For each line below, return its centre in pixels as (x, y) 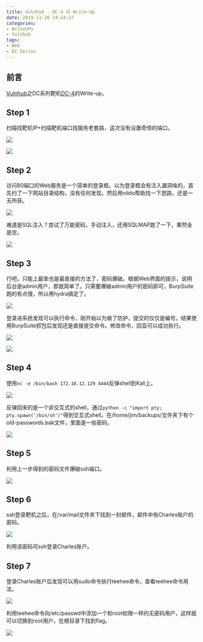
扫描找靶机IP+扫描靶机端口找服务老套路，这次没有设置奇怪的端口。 (90, 128)
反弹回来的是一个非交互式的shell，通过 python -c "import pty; (84, 407)
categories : (21, 23)
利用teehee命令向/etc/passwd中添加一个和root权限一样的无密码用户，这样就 (101, 614)
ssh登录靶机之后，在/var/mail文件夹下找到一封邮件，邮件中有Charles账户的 (100, 515)
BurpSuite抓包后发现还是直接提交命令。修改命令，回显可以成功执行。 (98, 326)
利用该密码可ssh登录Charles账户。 (49, 547)
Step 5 (19, 453)
